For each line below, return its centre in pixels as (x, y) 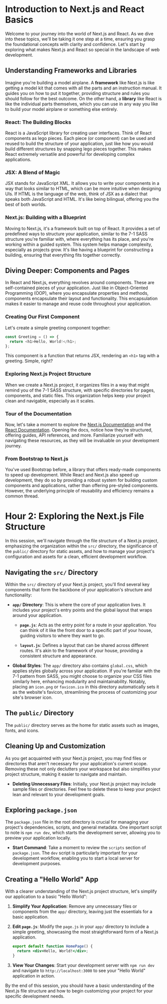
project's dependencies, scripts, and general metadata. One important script (83, 827)
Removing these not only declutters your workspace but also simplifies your (83, 769)
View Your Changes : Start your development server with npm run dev (83, 965)
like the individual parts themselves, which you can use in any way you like (82, 104)
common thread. (22, 496)
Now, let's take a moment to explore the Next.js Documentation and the (78, 424)
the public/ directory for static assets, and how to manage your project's (80, 551)
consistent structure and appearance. (58, 656)
